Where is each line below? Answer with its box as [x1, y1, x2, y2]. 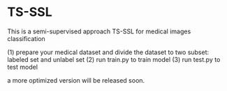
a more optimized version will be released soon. [7, 76, 145, 84]
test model [7, 63, 38, 71]
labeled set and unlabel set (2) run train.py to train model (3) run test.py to [7, 55, 221, 63]
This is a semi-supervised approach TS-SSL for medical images [7, 27, 191, 35]
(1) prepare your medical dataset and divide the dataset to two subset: [7, 48, 210, 56]
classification [7, 34, 45, 42]
